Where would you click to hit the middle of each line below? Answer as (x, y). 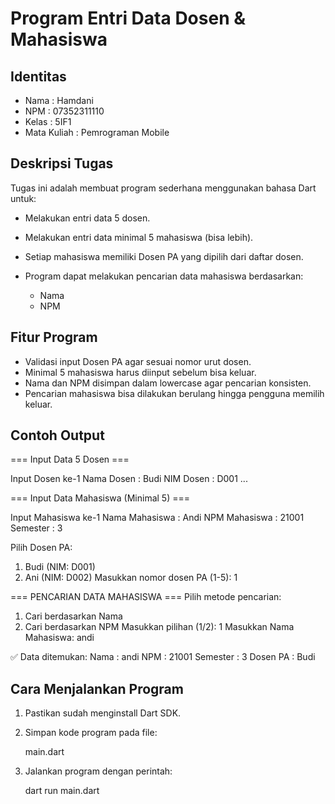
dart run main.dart (62, 791)
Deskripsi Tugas (62, 163)
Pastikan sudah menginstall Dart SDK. (103, 713)
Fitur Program (54, 337)
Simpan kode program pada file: (91, 733)
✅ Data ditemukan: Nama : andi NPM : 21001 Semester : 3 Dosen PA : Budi (163, 657)
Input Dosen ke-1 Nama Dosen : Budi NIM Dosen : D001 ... (129, 479)
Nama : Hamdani (59, 100)
